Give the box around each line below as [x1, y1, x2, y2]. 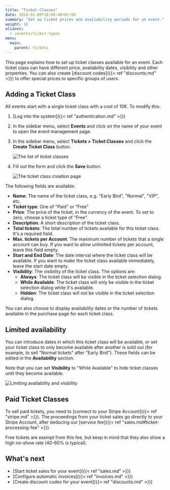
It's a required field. [12, 231, 54, 237]
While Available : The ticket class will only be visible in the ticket [20, 279, 154, 285]
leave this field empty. [12, 247, 59, 253]
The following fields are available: [5, 183, 76, 189]
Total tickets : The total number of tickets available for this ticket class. [12, 225, 160, 232]
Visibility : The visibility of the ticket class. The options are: [12, 269, 136, 275]
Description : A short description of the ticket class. [12, 220, 120, 226]
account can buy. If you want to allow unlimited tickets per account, [12, 242, 154, 248]
